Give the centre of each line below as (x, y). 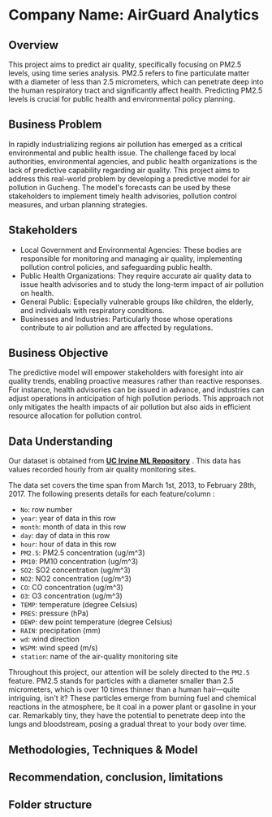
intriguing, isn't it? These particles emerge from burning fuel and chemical (132, 698)
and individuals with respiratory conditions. (92, 310)
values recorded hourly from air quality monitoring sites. (102, 470)
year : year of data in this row (68, 519)
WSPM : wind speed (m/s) (59, 648)
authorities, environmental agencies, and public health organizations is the (133, 161)
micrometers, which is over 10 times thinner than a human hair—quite (124, 689)
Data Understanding (61, 441)
